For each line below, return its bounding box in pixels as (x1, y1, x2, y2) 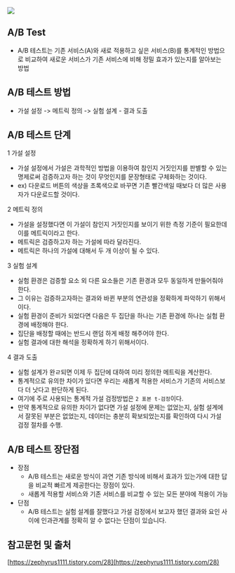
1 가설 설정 (7, 149, 36, 158)
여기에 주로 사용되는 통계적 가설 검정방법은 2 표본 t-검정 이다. (17, 394, 184, 403)
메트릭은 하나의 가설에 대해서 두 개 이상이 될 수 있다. (17, 246, 160, 255)
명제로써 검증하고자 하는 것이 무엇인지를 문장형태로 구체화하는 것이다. (17, 172, 207, 181)
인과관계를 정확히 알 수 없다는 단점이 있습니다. (41, 516, 167, 524)
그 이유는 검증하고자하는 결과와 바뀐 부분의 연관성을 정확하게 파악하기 (17, 294, 207, 303)
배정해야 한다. (30, 320, 69, 329)
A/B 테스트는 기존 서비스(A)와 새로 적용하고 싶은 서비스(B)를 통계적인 (17, 46, 207, 54)
